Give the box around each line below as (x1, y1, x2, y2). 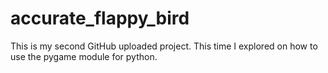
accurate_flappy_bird (10, 7, 190, 30)
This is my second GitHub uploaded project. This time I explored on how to (10, 40, 318, 52)
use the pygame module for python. (10, 50, 158, 62)
